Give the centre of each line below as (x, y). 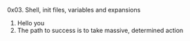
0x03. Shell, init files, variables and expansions (74, 10)
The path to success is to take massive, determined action (100, 30)
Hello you (31, 23)
